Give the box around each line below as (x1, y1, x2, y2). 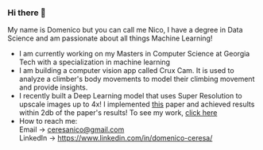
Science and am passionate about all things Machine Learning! (7, 33, 213, 43)
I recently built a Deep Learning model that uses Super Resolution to (18, 91, 243, 101)
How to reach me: (18, 117, 78, 126)
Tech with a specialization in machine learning (18, 57, 171, 67)
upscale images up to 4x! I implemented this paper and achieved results (18, 99, 255, 110)
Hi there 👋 (7, 7, 47, 18)
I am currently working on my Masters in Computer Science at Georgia (18, 49, 250, 59)
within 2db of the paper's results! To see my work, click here (18, 108, 218, 117)
